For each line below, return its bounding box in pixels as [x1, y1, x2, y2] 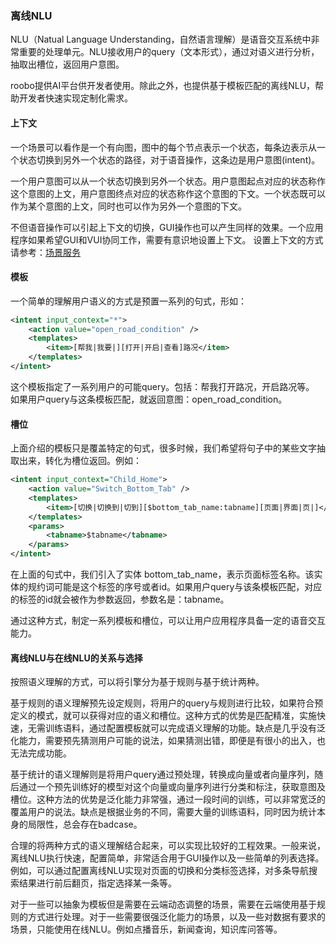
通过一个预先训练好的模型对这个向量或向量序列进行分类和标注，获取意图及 [18, 781, 326, 793]
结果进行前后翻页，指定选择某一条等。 [18, 877, 177, 889]
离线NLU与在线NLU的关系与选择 [10, 652, 143, 664]
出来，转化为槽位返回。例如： [18, 455, 142, 467]
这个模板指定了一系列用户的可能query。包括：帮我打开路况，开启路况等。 [10, 380, 315, 392]
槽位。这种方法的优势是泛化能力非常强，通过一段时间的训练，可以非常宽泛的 [10, 793, 326, 806]
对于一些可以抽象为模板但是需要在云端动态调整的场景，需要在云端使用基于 [10, 898, 317, 911]
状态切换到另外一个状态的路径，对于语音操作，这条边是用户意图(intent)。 [18, 153, 321, 166]
